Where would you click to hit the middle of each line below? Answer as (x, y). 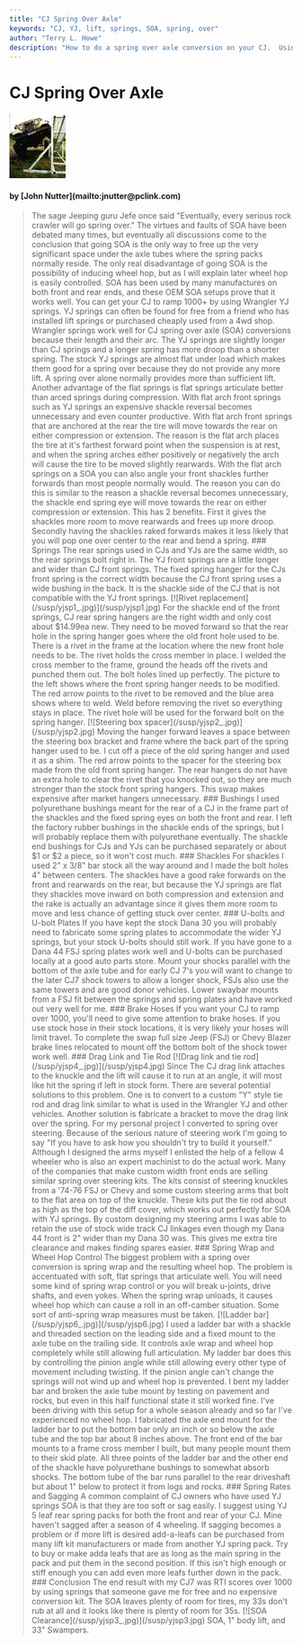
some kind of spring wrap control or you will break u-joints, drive (151, 1286)
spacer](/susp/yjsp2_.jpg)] (193, 722)
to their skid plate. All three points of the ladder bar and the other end (160, 1458)
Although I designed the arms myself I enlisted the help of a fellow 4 (158, 1152)
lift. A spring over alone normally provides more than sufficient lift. (154, 379)
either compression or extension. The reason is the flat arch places (155, 435)
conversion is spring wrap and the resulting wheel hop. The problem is (162, 1267)
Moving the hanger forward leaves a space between (194, 732)
